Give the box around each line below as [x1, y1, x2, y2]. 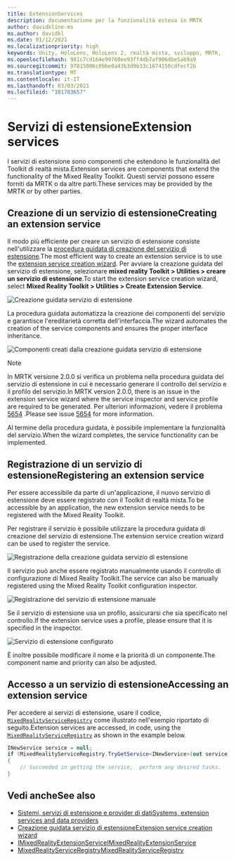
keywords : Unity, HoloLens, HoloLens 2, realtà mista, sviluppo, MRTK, [7, 50, 221, 57]
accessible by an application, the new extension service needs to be [7, 503, 205, 512]
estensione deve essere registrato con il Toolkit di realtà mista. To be [7, 496, 204, 504]
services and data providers [17, 816, 99, 824]
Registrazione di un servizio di [7, 458, 143, 471]
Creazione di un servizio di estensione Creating [7, 207, 218, 219]
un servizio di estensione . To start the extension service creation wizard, [7, 274, 218, 283]
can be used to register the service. [7, 539, 110, 548]
